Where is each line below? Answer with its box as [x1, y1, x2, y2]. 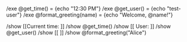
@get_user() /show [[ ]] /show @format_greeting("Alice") [6, 29, 147, 36]
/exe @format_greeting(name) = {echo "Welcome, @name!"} [23, 11, 173, 18]
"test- [167, 5, 181, 12]
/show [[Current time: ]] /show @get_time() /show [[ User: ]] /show [6, 23, 171, 30]
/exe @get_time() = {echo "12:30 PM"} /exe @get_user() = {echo [6, 5, 166, 12]
